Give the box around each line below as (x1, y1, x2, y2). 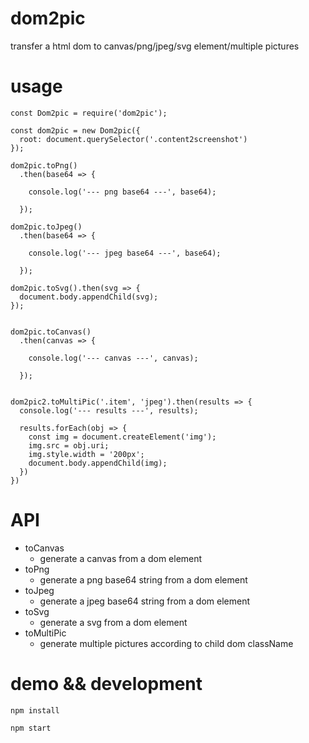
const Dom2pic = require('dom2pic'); (10, 108, 168, 118)
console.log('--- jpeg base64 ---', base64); (28, 248, 222, 258)
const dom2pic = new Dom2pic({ (10, 125, 141, 136)
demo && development (10, 673, 203, 695)
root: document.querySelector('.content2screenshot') (19, 134, 248, 144)
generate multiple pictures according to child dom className (39, 637, 294, 649)
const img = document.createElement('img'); (28, 432, 217, 442)
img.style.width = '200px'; (28, 449, 145, 459)
